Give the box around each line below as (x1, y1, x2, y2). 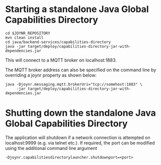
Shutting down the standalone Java (5, 107, 156, 119)
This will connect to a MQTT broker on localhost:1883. (5, 57, 117, 63)
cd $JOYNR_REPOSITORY (5, 31, 51, 36)
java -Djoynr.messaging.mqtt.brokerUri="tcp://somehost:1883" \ (5, 82, 142, 87)
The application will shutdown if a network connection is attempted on (5, 134, 150, 140)
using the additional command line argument (5, 145, 97, 151)
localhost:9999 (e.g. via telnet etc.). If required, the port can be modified (5, 139, 155, 146)
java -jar (5, 44, 26, 49)
